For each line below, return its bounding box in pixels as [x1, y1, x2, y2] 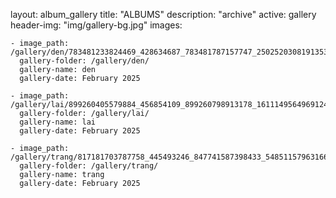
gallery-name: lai [19, 117, 97, 127]
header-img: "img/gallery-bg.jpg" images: [10, 19, 183, 31]
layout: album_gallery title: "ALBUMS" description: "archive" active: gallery [10, 9, 317, 20]
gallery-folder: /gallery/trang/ [19, 161, 159, 171]
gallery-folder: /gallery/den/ [19, 56, 150, 66]
